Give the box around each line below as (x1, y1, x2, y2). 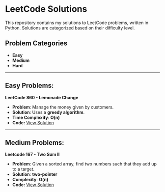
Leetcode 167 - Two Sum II (5, 151, 60, 158)
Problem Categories (5, 39, 68, 48)
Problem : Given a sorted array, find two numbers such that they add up (12, 161, 157, 167)
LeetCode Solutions (5, 3, 87, 15)
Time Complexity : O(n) (12, 114, 60, 120)
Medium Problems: (5, 138, 65, 147)
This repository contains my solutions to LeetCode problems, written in (5, 20, 149, 26)
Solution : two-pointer (12, 171, 57, 177)
